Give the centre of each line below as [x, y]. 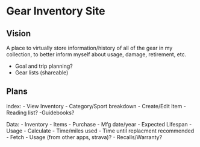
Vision [19, 34]
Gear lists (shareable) [42, 73]
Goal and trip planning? [44, 66]
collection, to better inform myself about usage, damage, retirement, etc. [96, 54]
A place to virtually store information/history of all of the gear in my [89, 48]
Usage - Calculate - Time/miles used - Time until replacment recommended [100, 131]
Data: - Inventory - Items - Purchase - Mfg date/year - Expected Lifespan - [99, 124]
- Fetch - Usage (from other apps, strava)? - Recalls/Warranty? [84, 137]
